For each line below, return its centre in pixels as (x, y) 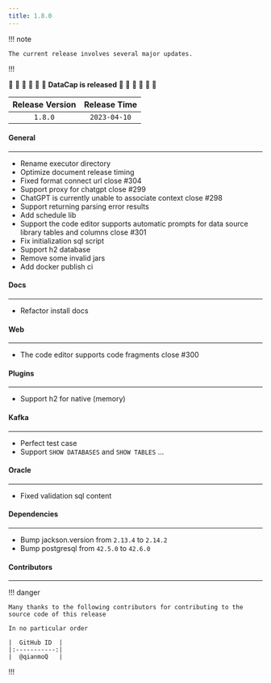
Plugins (21, 373)
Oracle (20, 470)
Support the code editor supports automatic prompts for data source (134, 223)
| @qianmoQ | (35, 657)
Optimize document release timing (77, 172)
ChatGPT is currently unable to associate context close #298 (121, 197)
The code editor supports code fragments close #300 (109, 355)
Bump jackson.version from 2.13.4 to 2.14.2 (94, 540)
